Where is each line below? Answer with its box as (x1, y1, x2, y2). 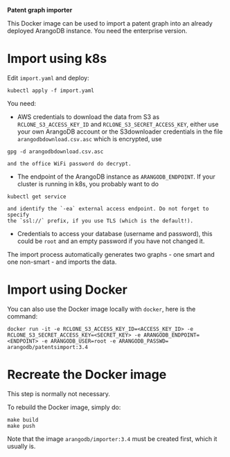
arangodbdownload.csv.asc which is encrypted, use (17, 134, 162, 143)
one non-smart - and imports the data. (7, 258, 117, 266)
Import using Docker (7, 282, 128, 298)
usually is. (7, 442, 36, 450)
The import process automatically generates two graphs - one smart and (7, 250, 215, 258)
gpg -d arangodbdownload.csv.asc (7, 148, 104, 155)
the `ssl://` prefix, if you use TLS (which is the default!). (7, 217, 194, 224)
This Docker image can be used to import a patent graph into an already (7, 19, 213, 27)
